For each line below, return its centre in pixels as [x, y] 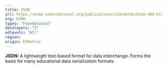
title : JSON [17, 10]
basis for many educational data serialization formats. [60, 61]
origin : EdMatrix [23, 42]
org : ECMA [15, 19]
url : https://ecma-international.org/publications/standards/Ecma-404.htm [84, 14]
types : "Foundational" [29, 23]
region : [13, 37]
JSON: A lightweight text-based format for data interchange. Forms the [78, 56]
